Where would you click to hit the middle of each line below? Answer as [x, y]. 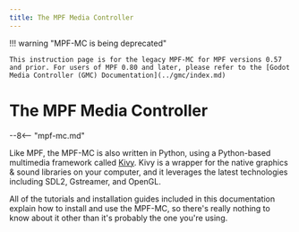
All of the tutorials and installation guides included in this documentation [142, 199]
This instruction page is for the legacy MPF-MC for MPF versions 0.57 [145, 59]
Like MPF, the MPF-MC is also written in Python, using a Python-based [140, 152]
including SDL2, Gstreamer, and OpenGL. [85, 181]
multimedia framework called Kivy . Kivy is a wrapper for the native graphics [149, 162]
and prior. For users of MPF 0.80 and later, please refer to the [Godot [150, 67]
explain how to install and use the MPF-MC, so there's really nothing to [140, 208]
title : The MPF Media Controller [72, 17]
